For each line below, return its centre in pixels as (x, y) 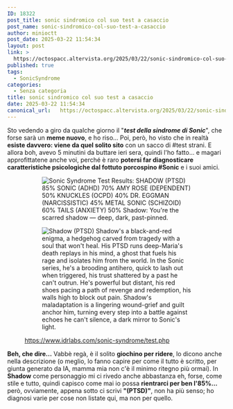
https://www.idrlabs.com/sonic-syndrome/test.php (97, 340)
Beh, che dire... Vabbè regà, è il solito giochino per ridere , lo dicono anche (115, 353)
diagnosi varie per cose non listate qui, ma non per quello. (90, 398)
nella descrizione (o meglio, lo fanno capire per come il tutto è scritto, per (112, 361)
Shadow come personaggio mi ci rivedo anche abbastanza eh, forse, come (115, 376)
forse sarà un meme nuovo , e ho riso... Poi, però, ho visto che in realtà (108, 137)
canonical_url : (29, 110)
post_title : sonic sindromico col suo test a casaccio (88, 20)
